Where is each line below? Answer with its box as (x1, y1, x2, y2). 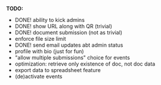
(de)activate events (14, 73, 63, 80)
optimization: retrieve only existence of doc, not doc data (14, 60, 156, 67)
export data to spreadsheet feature (14, 67, 101, 73)
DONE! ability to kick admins (14, 17, 85, 23)
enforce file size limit (14, 35, 67, 42)
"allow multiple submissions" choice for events (14, 54, 130, 61)
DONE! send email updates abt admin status (14, 41, 123, 48)
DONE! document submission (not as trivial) (14, 29, 123, 36)
